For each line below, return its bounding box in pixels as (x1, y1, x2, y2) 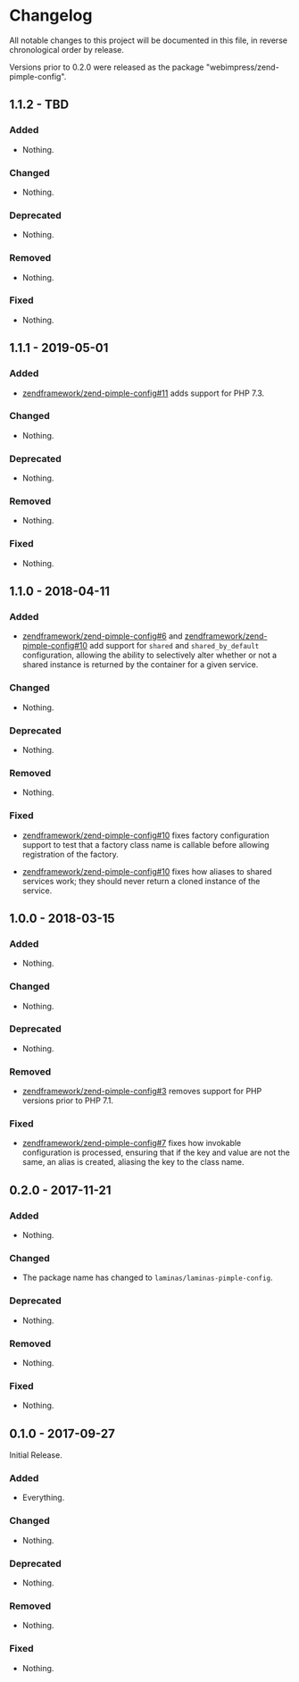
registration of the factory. (21, 849, 119, 859)
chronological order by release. (9, 44, 125, 54)
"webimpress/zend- (205, 62, 279, 72)
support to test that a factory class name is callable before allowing (21, 839, 270, 849)
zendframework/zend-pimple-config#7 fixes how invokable (21, 1138, 242, 1149)
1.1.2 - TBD (9, 97, 70, 113)
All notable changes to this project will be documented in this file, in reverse (9, 35, 288, 46)
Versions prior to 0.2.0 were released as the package (9, 62, 204, 72)
